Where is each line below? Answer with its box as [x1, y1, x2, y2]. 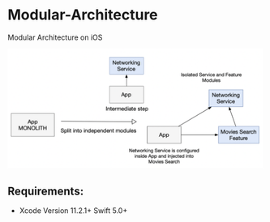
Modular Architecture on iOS [7, 32, 103, 42]
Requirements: [7, 184, 84, 198]
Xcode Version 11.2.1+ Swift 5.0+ [19, 206, 128, 216]
